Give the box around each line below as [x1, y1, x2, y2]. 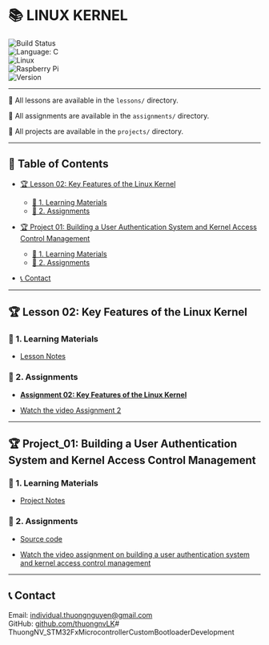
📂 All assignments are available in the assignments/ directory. [8, 111, 210, 120]
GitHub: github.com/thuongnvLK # [8, 619, 120, 628]
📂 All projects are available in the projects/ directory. [8, 126, 184, 136]
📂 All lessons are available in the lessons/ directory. [8, 95, 179, 105]
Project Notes [19, 496, 66, 506]
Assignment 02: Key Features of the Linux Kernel [19, 389, 187, 399]
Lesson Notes [19, 352, 66, 361]
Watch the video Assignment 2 [19, 405, 122, 415]
